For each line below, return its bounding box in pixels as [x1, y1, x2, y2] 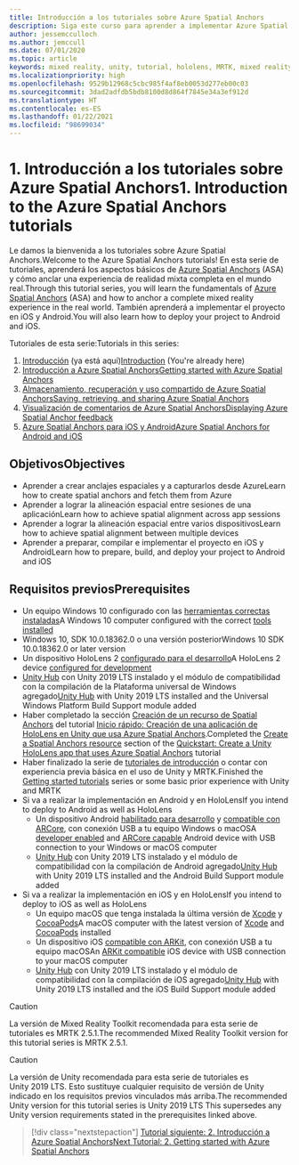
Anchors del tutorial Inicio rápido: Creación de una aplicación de [21, 718, 258, 730]
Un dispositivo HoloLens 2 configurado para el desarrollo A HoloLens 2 [21, 652, 281, 663]
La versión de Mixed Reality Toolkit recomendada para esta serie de [9, 1018, 258, 1029]
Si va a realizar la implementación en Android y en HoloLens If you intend [21, 794, 289, 805]
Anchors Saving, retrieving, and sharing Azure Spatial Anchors [21, 392, 249, 403]
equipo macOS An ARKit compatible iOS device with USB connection [35, 945, 287, 957]
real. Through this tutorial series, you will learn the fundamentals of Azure [9, 282, 277, 294]
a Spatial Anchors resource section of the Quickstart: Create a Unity [21, 738, 272, 748]
